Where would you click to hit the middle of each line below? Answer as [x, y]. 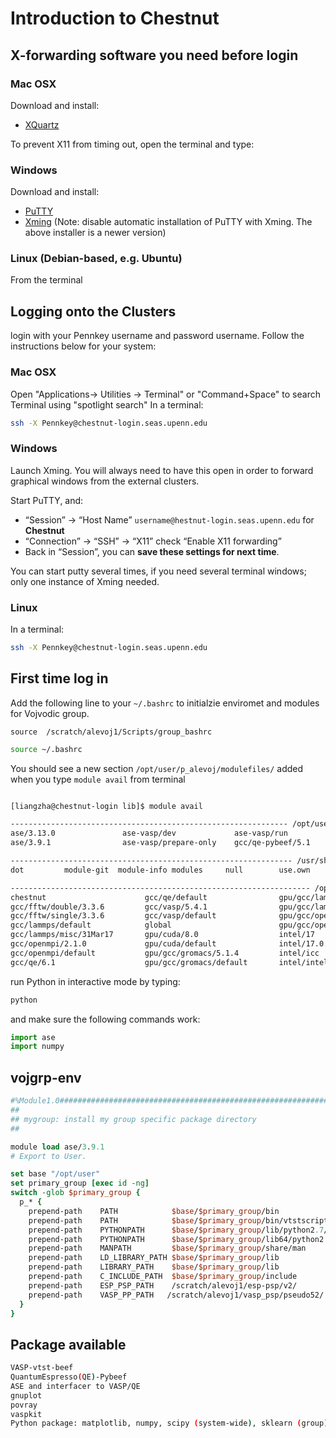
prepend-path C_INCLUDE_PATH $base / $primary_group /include [163, 1277]
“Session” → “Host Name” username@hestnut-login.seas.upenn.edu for [169, 519]
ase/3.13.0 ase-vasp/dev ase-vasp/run [149, 833]
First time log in [59, 678]
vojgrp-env [46, 1077]
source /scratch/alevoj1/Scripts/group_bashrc [111, 732]
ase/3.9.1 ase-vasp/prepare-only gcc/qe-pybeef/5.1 [160, 843]
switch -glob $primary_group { [75, 1193]
